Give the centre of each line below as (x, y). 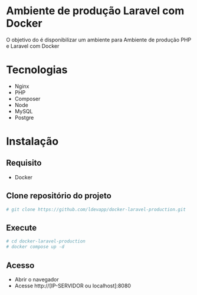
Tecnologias (37, 70)
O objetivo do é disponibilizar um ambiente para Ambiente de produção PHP (99, 40)
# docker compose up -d (35, 247)
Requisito (24, 163)
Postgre (24, 117)
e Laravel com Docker (33, 46)
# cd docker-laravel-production (46, 241)
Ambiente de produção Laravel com (95, 11)
